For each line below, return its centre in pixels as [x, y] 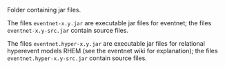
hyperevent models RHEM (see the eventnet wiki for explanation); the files [112, 51]
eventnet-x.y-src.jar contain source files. [68, 30]
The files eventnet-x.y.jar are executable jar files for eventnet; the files [109, 23]
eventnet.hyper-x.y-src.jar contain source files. [77, 58]
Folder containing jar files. [44, 10]
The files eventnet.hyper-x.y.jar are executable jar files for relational [106, 43]
